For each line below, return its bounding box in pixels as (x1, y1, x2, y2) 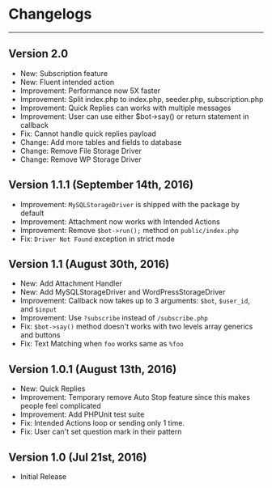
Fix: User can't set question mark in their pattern (19, 426, 182, 437)
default (19, 208, 45, 218)
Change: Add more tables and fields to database (19, 137, 182, 146)
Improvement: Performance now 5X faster (19, 86, 160, 95)
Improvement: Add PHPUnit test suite (19, 409, 145, 419)
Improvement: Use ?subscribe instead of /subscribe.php (19, 313, 208, 323)
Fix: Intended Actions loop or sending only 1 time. (19, 418, 185, 428)
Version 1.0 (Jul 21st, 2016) (8, 450, 147, 464)
